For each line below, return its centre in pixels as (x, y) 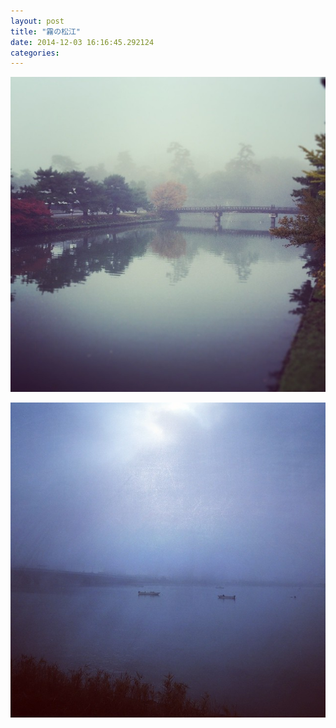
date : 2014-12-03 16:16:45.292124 (82, 42)
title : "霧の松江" (46, 31)
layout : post (37, 21)
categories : (35, 53)
